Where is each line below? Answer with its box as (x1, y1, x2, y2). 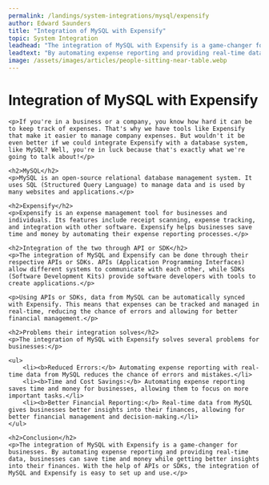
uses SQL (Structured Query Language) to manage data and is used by (8, 181, 246, 189)
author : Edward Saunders (8, 19, 91, 27)
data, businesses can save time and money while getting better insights (8, 454, 260, 463)
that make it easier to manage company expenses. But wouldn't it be (8, 132, 246, 140)
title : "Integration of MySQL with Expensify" (8, 26, 167, 35)
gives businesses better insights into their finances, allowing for (8, 406, 246, 414)
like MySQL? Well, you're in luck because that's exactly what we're (8, 145, 246, 153)
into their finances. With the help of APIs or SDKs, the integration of (8, 462, 260, 470)
